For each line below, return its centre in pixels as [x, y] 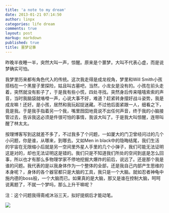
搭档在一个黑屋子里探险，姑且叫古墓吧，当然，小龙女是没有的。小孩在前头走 [84, 86]
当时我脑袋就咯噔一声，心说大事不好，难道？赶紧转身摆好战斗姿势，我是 [89, 98]
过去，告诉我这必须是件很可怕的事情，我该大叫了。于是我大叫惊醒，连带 [84, 117]
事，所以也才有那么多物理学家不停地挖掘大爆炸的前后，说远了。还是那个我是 [84, 159]
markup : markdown [23, 38]
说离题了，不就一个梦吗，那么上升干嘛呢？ [49, 184]
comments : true [21, 29]
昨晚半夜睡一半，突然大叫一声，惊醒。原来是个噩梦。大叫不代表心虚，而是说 [84, 62]
